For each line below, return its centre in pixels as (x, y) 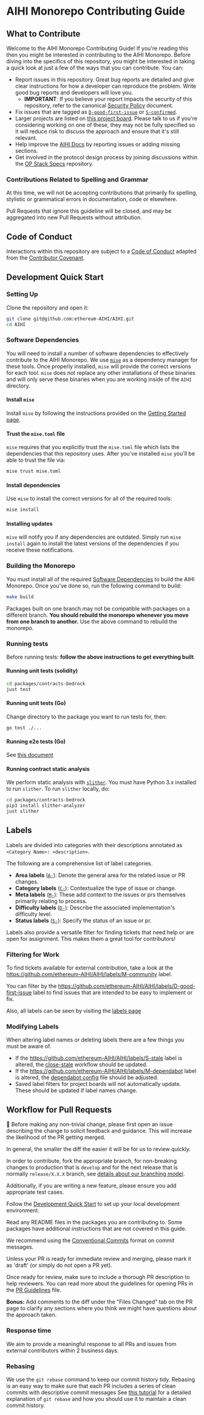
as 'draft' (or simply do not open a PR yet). (59, 1265)
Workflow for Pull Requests (59, 1109)
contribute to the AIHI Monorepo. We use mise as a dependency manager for (102, 360)
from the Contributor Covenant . (46, 258)
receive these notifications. (40, 550)
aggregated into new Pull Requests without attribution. (74, 218)
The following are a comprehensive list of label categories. (80, 863)
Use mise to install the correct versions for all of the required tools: (89, 498)
